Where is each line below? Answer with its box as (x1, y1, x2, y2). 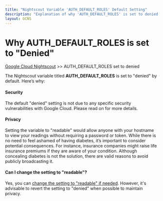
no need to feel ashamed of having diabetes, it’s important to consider (5, 137, 146, 144)
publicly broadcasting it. (5, 158, 54, 164)
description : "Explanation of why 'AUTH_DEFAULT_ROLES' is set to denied (5, 12, 159, 17)
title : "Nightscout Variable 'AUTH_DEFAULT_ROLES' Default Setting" (5, 7, 147, 12)
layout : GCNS (5, 16, 32, 21)
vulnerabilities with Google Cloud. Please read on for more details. (5, 105, 138, 111)
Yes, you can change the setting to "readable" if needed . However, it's (5, 180, 146, 186)
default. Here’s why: (5, 78, 45, 84)
